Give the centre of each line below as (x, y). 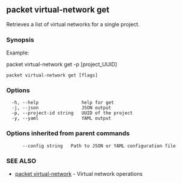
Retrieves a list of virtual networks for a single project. (73, 24)
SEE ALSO (21, 161)
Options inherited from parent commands (68, 133)
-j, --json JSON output (62, 108)
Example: (18, 53)
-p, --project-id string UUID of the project (72, 113)
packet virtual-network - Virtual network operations (79, 174)
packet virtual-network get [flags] (52, 75)
